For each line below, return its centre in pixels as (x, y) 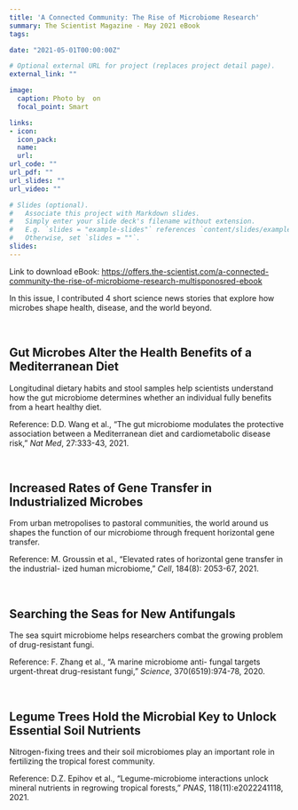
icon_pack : (37, 139)
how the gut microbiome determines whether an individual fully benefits (141, 397)
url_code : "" (33, 164)
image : (21, 91)
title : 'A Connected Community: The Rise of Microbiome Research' (134, 17)
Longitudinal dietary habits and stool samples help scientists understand (141, 388)
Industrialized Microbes (76, 501)
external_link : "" (43, 75)
